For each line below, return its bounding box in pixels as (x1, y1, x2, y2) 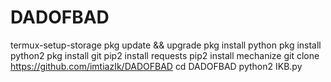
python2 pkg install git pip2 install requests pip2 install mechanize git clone (10, 49, 320, 61)
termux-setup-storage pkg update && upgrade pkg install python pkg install (10, 39, 322, 51)
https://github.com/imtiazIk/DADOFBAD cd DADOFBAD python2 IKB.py (10, 60, 303, 72)
